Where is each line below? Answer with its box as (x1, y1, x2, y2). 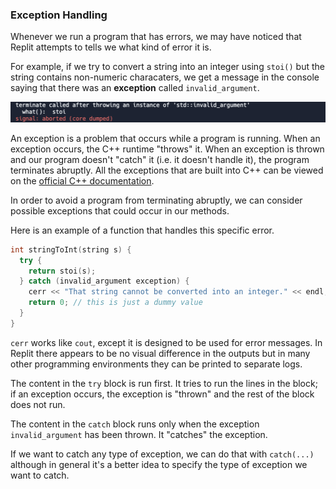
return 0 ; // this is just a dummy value (28, 298, 203, 308)
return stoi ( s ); (28, 266, 97, 276)
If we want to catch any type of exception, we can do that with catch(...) (10, 448, 315, 460)
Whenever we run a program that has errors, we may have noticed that (10, 31, 302, 43)
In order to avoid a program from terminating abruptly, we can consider (10, 194, 303, 206)
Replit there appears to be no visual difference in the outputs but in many (10, 347, 311, 359)
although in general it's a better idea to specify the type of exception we (10, 458, 308, 470)
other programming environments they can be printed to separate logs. (10, 358, 303, 370)
